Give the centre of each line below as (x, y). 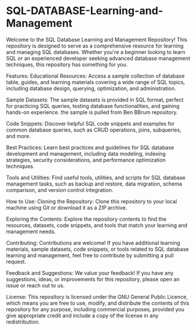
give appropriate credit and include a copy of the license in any (82, 315)
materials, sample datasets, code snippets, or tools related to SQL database (97, 249)
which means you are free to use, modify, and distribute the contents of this (98, 303)
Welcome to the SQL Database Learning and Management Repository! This (97, 39)
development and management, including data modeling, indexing (86, 153)
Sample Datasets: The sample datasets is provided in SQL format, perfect (95, 100)
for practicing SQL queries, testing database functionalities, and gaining (93, 106)
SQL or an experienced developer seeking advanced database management (98, 58)
